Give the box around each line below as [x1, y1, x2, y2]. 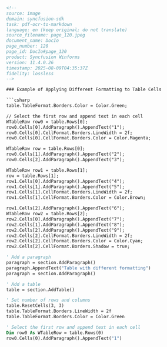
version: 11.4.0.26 [6, 59, 54, 65]
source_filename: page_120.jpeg [6, 32, 85, 38]
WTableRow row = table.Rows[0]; [6, 146, 85, 152]
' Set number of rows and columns [6, 297, 91, 303]
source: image [6, 10, 41, 16]
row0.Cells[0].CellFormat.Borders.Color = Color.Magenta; [6, 135, 151, 141]
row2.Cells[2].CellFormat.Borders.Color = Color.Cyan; [6, 238, 143, 244]
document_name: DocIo [6, 38, 59, 44]
